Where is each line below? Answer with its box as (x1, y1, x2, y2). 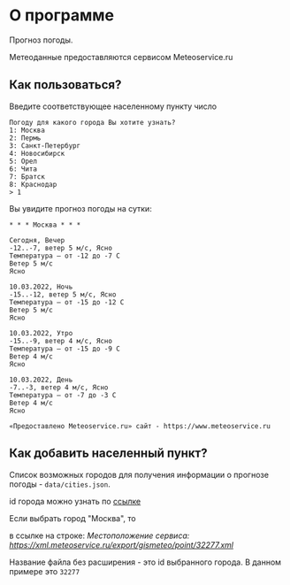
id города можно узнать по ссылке (9, 496, 141, 506)
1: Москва (9, 126, 46, 135)
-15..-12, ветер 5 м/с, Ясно (9, 289, 117, 299)
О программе (9, 5, 115, 26)
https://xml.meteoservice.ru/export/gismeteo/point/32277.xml (9, 539, 234, 550)
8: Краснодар (9, 180, 57, 189)
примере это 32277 (9, 566, 80, 576)
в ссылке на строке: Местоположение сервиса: (9, 530, 190, 541)
